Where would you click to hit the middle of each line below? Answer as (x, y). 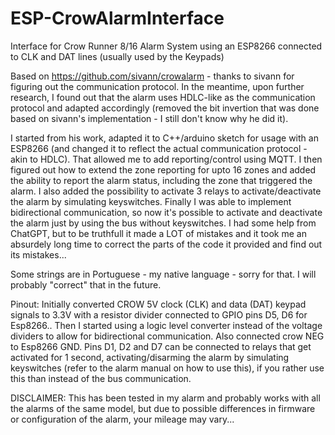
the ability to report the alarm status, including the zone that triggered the (161, 180)
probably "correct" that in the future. (86, 284)
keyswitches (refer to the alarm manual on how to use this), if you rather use (167, 368)
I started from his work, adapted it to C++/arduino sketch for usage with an (164, 138)
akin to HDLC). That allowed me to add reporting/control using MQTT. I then (166, 159)
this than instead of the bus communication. (101, 378)
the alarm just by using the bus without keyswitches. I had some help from (163, 223)
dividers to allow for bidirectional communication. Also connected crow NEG (167, 336)
